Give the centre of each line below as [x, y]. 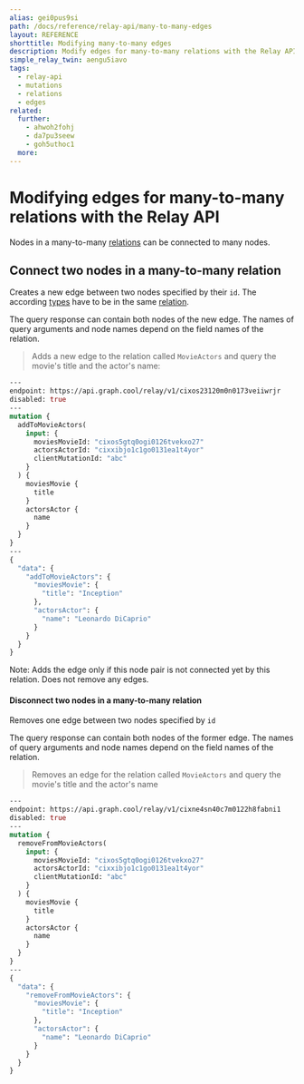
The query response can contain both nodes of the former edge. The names [152, 738]
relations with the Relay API [114, 216]
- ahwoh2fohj [50, 128]
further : [34, 119]
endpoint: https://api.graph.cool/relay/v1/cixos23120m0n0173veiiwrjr [145, 391]
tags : [19, 69]
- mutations [40, 85]
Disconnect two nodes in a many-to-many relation [105, 700]
